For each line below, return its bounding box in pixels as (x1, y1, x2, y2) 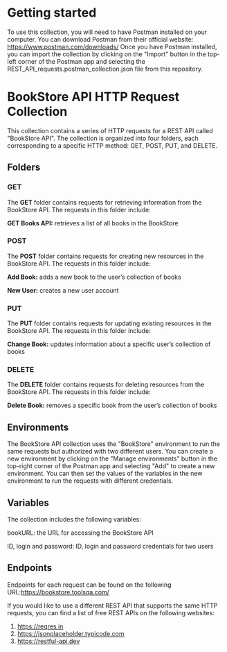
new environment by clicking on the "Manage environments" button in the (7, 454, 218, 463)
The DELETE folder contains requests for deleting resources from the (7, 380, 205, 389)
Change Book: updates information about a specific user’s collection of (7, 340, 211, 348)
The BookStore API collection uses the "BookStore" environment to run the (7, 440, 220, 448)
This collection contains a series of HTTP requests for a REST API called (7, 126, 213, 135)
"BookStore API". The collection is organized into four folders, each (7, 134, 199, 142)
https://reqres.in (17, 622, 64, 630)
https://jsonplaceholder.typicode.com (17, 629, 125, 637)
